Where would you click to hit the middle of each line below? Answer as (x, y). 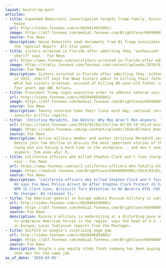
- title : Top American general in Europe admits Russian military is (78, 198)
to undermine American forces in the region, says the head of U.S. (86, 221)
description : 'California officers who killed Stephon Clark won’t (81, 180)
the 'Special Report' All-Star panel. (54, 46)
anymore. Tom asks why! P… (42, 152)
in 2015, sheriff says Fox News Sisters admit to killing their (82, 79)
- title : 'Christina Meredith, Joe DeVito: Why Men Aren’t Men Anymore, (82, 120)
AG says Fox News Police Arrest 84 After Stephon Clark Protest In (85, 184)
